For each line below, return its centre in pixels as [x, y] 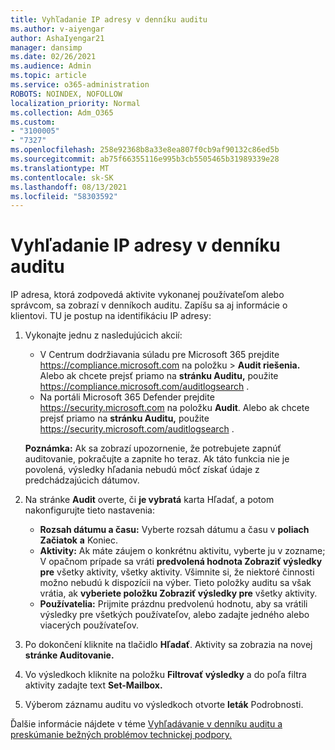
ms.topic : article [48, 76]
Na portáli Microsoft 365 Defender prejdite [127, 397]
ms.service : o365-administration [80, 85]
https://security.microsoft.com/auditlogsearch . [137, 429]
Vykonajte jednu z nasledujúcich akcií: [103, 335]
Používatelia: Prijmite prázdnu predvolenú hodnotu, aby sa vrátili [173, 604]
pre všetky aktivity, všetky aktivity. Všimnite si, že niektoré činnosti [177, 572]
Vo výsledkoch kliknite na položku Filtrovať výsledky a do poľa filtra [165, 675]
